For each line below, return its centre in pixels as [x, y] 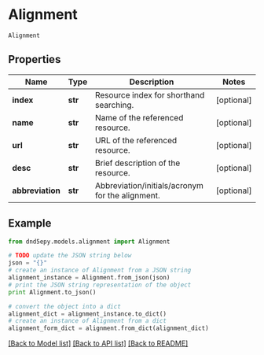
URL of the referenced [136, 140]
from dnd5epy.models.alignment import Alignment [89, 242]
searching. [114, 105]
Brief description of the [137, 163]
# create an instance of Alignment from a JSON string [100, 270]
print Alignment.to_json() [52, 292]
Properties [35, 59]
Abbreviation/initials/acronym [149, 185]
